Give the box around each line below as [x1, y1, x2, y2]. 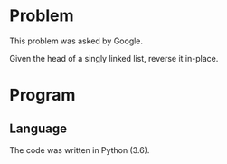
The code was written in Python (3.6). [9, 144, 150, 155]
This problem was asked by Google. [9, 35, 143, 46]
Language [9, 121, 68, 136]
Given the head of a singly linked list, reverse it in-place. [9, 53, 219, 63]
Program [9, 85, 76, 105]
